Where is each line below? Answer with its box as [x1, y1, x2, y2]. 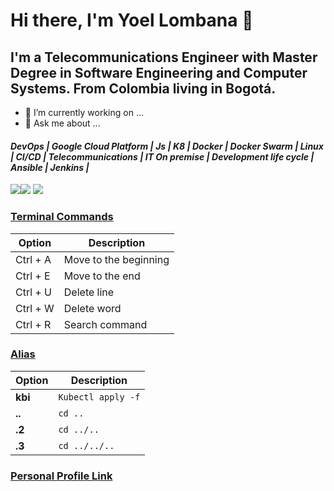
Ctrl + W [15, 301, 55, 315]
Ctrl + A [15, 252, 52, 266]
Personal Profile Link [10, 469, 113, 483]
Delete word [63, 301, 122, 315]
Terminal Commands [10, 210, 114, 224]
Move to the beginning [63, 252, 170, 266]
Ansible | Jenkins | [10, 161, 90, 173]
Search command [63, 317, 148, 331]
